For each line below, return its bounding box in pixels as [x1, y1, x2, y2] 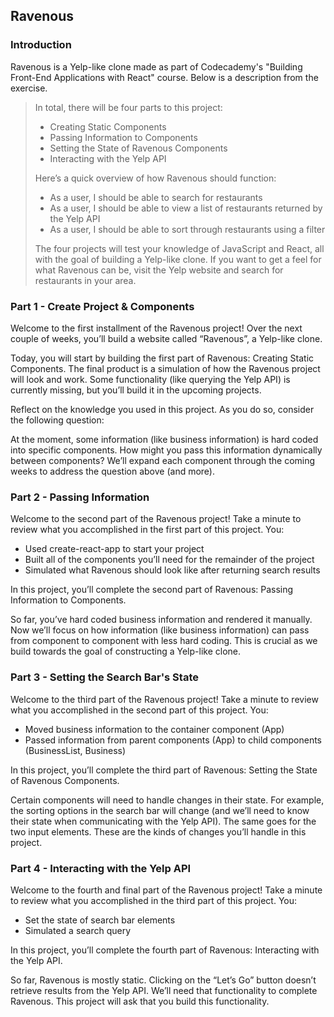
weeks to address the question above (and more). [10, 465, 216, 477]
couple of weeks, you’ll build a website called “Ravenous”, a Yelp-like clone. [10, 332, 323, 344]
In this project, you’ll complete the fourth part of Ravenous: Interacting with [10, 944, 320, 956]
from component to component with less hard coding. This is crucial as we [10, 635, 318, 647]
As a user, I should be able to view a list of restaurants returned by [49, 202, 323, 214]
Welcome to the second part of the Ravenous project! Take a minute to [10, 513, 302, 525]
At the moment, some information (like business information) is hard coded [10, 433, 319, 445]
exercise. [10, 82, 48, 94]
